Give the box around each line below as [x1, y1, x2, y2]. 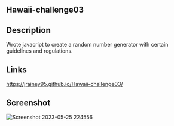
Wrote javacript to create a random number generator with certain [6, 41, 169, 48]
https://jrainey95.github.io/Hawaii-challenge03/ [6, 81, 124, 88]
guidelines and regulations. [6, 47, 73, 54]
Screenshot [6, 98, 51, 108]
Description [6, 25, 51, 35]
